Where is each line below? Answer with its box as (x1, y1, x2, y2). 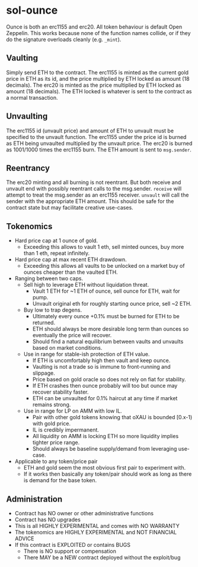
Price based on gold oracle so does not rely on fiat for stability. (32, 376, 186, 383)
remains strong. (32, 401, 71, 408)
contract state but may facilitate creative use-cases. (6, 204, 133, 211)
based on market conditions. (32, 344, 103, 351)
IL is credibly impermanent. (32, 426, 100, 433)
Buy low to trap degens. (23, 306, 82, 313)
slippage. (32, 369, 55, 377)
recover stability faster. (32, 388, 89, 395)
